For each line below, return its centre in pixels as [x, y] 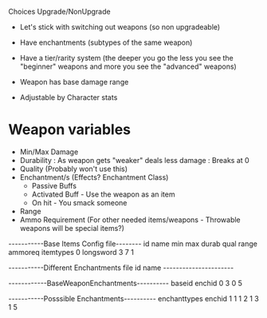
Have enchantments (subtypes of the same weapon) [106, 42]
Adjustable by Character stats [69, 97]
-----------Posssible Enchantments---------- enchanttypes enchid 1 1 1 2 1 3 [133, 298]
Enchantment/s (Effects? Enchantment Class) [94, 177]
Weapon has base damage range [74, 82]
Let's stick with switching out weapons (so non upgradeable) [120, 27]
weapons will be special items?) [72, 228]
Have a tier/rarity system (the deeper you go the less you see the [126, 58]
